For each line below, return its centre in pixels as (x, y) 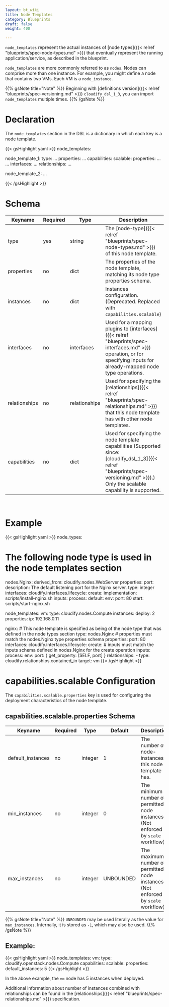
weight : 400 (18, 29)
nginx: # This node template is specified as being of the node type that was (83, 628)
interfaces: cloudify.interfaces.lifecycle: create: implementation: (71, 593)
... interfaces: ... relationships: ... (38, 164)
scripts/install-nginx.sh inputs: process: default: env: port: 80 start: (74, 598)
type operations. (125, 373)
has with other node (129, 419)
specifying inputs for (130, 360)
